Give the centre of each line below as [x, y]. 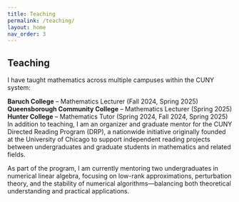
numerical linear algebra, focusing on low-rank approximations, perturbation [119, 176]
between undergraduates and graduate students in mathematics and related [119, 147]
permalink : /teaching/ [41, 21]
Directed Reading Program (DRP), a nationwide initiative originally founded [117, 132]
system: [19, 88]
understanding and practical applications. [68, 191]
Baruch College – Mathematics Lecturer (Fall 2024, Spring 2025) [103, 101]
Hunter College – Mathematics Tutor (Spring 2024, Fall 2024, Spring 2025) [118, 117]
